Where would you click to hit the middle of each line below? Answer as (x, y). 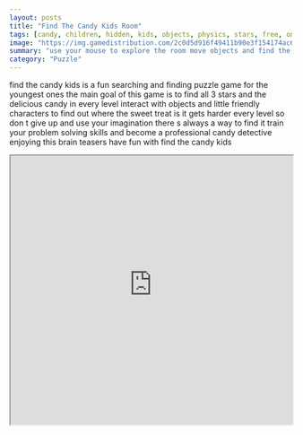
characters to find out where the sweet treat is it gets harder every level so (147, 113)
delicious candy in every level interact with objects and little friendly (134, 104)
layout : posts (36, 17)
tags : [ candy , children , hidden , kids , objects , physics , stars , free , (146, 34)
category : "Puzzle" (46, 59)
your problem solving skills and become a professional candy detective (141, 132)
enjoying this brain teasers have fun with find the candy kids (121, 142)
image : (22, 43)
